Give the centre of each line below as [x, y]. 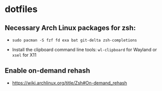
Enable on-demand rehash [48, 71]
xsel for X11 [24, 55]
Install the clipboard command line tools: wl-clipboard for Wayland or [85, 50]
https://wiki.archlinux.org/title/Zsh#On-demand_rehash [69, 83]
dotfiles [21, 9]
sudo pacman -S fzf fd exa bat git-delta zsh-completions [74, 40]
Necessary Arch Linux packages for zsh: [70, 28]
